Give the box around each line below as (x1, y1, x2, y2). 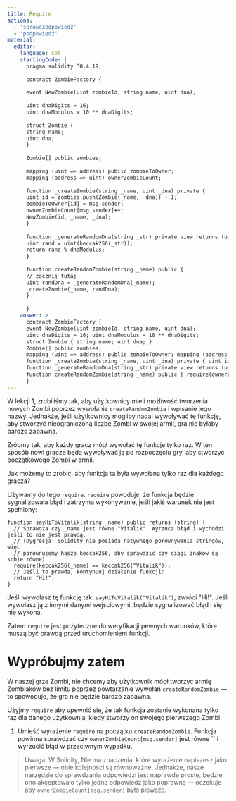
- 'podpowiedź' (13, 30, 58, 37)
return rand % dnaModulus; (25, 246, 105, 254)
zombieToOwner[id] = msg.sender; (25, 200, 124, 208)
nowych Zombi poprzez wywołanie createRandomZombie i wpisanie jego (7, 404, 212, 412)
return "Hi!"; (13, 574, 55, 582)
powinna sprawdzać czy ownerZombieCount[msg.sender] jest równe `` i (17, 734, 219, 742)
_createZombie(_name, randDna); (25, 286, 121, 293)
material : (7, 37, 37, 44)
